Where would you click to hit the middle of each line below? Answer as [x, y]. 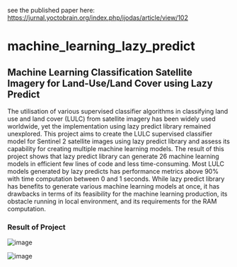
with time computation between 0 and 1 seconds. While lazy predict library [116, 179]
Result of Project [36, 227]
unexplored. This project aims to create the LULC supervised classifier [110, 134]
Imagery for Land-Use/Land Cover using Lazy [110, 83]
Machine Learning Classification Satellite [100, 72]
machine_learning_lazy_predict [102, 46]
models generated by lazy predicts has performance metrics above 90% [113, 171]
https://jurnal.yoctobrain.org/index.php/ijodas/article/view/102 [98, 18]
